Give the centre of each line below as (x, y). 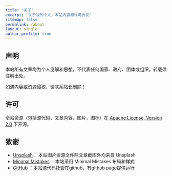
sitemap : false (21, 19)
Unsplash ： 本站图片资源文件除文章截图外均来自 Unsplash (74, 155)
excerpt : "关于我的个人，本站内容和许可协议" (49, 15)
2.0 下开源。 (18, 124)
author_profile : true (28, 34)
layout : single (21, 29)
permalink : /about (25, 24)
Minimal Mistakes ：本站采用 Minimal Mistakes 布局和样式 (73, 162)
